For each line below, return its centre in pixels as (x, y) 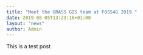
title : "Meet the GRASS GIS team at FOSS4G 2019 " (72, 12)
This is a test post (28, 46)
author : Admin (24, 29)
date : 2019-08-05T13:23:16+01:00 (49, 18)
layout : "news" (26, 23)
